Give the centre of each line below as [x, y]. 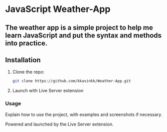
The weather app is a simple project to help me [79, 28]
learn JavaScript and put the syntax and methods [83, 35]
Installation [23, 60]
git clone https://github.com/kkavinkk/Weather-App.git [72, 81]
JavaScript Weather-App [58, 9]
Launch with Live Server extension [48, 91]
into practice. [26, 43]
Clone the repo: [28, 72]
